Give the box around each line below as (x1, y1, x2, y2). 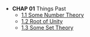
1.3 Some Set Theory (21, 24, 74, 31)
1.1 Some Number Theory (21, 11, 84, 18)
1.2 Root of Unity (21, 18, 63, 24)
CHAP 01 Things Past (12, 5, 66, 12)
